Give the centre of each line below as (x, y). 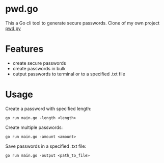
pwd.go (22, 9)
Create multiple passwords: (34, 127)
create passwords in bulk (39, 68)
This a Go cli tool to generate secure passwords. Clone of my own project (83, 23)
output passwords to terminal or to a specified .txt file (69, 74)
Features (24, 49)
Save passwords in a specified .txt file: (46, 146)
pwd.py (13, 28)
